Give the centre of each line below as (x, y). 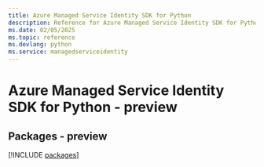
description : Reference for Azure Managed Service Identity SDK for (123, 23)
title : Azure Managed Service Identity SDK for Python (100, 15)
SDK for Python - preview (93, 107)
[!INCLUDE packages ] (44, 155)
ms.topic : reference (42, 37)
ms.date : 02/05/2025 (42, 30)
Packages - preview (58, 136)
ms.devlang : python (40, 45)
